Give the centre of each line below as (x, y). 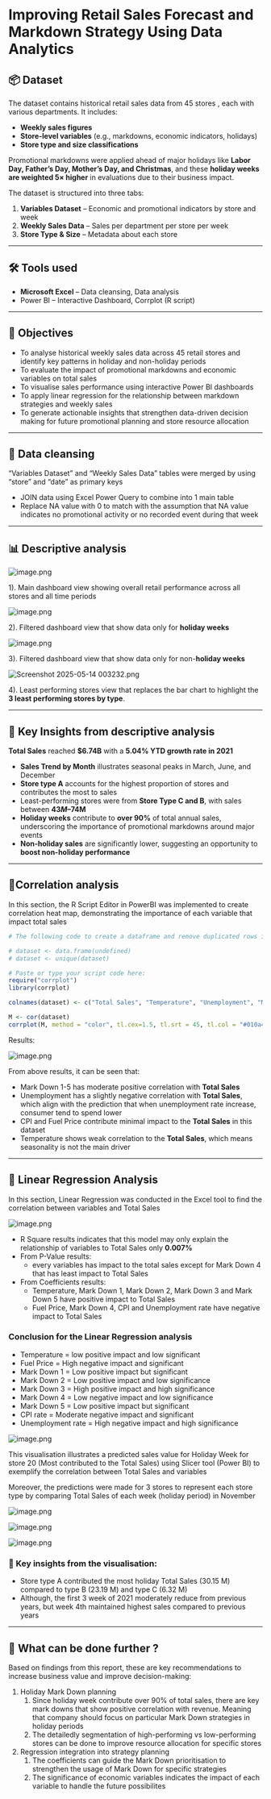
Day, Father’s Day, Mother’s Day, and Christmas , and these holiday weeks (134, 169)
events (31, 835)
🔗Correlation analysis (64, 885)
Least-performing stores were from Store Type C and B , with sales (131, 801)
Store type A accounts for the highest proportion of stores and (124, 784)
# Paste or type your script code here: (77, 973)
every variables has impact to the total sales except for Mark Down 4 (146, 1264)
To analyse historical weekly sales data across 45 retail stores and (130, 352)
